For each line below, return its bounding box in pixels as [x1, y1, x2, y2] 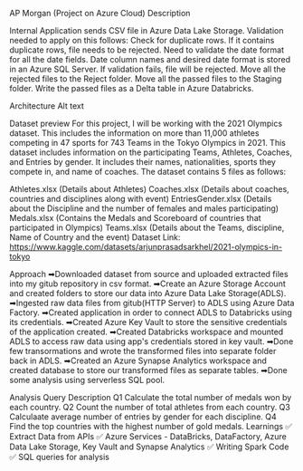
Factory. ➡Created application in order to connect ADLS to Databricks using [9, 307, 292, 318]
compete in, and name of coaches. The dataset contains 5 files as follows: [9, 167, 287, 177]
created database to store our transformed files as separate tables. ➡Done [9, 365, 288, 375]
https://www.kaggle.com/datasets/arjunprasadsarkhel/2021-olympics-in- [9, 242, 283, 252]
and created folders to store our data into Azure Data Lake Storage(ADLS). [9, 288, 287, 298]
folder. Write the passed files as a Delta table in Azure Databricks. [9, 83, 254, 93]
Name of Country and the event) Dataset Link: [9, 232, 181, 243]
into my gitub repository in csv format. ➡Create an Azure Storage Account [9, 278, 287, 289]
